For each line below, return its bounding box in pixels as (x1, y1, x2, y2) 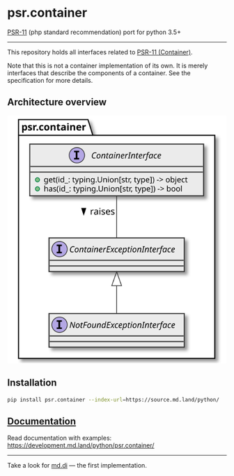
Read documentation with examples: (7, 434, 112, 443)
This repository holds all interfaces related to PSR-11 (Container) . (7, 47, 193, 56)
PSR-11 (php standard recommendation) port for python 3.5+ (7, 28, 181, 36)
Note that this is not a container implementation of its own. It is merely (7, 61, 208, 70)
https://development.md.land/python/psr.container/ (7, 441, 155, 450)
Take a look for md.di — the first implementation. (7, 461, 148, 470)
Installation (7, 377, 57, 389)
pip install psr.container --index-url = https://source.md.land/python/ (7, 396, 219, 403)
